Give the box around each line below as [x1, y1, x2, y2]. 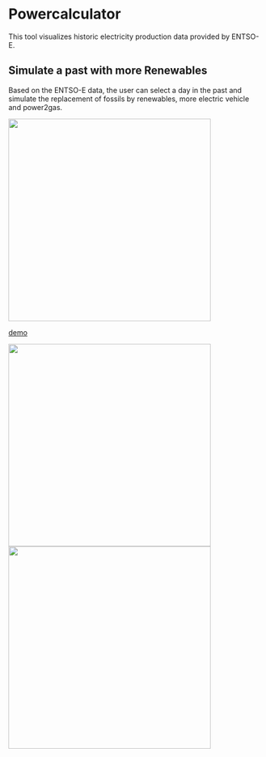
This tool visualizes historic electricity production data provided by [8, 32, 230, 41]
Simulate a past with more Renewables [8, 64, 208, 78]
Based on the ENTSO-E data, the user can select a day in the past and [8, 85, 243, 95]
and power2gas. [8, 102, 63, 112]
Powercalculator [8, 5, 121, 23]
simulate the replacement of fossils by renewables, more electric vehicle [8, 94, 250, 104]
